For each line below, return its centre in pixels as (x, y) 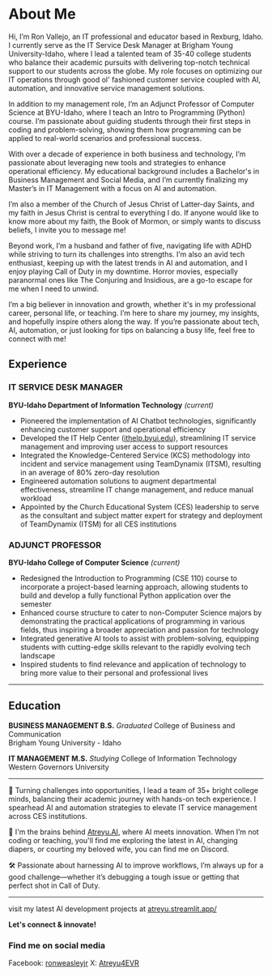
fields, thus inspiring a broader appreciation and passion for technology (139, 629)
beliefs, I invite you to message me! (68, 230)
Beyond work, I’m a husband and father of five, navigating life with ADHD (130, 245)
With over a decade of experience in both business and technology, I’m (127, 154)
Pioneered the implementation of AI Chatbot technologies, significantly (138, 420)
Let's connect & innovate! (53, 924)
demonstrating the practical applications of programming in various (132, 621)
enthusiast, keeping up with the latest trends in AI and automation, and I (128, 262)
